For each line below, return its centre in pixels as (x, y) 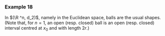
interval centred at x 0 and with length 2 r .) (47, 29)
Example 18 (19, 7)
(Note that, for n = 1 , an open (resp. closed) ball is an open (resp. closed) (80, 23)
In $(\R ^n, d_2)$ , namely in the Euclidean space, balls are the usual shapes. (83, 18)
